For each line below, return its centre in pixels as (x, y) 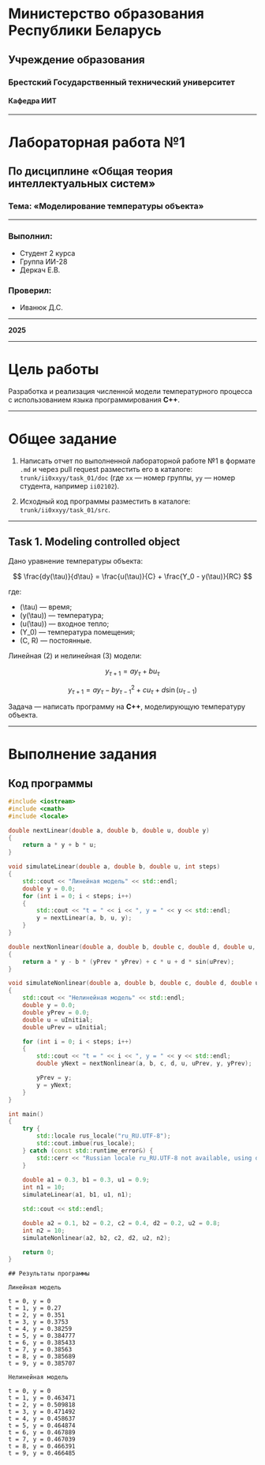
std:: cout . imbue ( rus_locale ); (86, 1144)
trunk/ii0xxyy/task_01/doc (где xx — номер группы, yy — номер (127, 478)
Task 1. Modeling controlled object (94, 542)
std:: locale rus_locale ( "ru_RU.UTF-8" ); (104, 1136)
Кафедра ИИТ (32, 101)
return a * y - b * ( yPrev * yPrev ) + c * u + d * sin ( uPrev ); (129, 961)
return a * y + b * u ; (60, 845)
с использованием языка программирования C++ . (94, 400)
